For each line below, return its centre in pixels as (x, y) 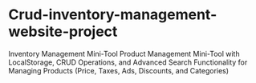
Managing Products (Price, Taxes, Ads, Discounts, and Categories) (119, 70)
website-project (63, 32)
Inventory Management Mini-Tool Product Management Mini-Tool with (124, 53)
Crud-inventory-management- (113, 15)
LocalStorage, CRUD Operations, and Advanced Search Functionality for (128, 62)
